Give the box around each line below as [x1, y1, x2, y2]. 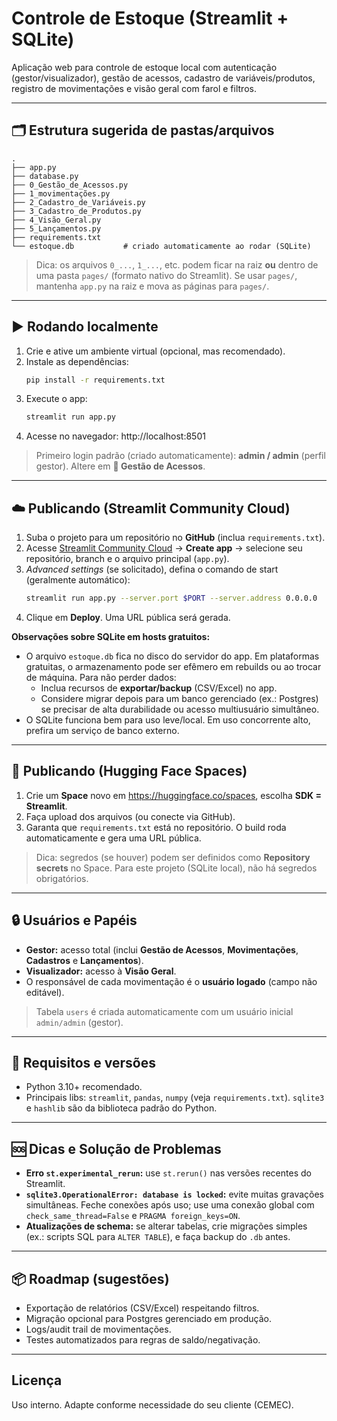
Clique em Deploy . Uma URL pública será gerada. [25, 612, 231, 623]
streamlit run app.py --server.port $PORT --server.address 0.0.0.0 [25, 593, 318, 604]
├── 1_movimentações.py [11, 188, 111, 199]
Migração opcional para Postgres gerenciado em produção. [25, 1313, 272, 1325]
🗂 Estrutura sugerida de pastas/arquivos [11, 122, 275, 139]
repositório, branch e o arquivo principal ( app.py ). [25, 553, 230, 565]
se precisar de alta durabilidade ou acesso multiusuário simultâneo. [40, 703, 320, 715]
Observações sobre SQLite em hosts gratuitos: [11, 631, 211, 642]
